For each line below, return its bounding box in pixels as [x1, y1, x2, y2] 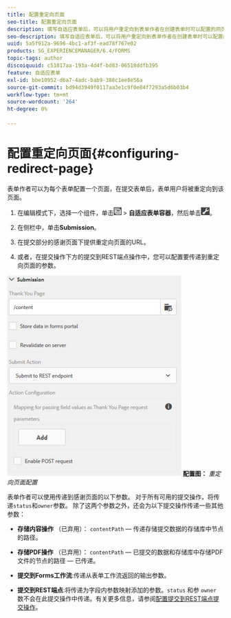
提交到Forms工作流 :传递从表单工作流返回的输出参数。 [16, 571, 170, 579]
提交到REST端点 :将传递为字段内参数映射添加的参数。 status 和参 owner [16, 586, 217, 594]
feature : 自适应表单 [7, 69, 60, 76]
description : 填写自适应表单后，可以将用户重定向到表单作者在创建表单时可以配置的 [7, 26, 217, 32]
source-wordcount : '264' [7, 99, 78, 106]
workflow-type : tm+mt [7, 91, 69, 98]
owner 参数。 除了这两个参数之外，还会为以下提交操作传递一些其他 [37, 501, 223, 510]
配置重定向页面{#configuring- [7, 146, 179, 161]
